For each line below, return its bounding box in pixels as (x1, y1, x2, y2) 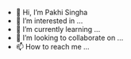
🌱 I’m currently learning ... (15, 25, 101, 33)
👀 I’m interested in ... (15, 16, 83, 26)
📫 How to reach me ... (15, 42, 90, 51)
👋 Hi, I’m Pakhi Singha (15, 8, 88, 17)
